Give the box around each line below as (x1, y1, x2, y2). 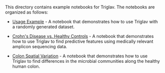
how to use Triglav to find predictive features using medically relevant (12, 38, 154, 44)
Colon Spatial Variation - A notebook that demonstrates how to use (12, 53, 148, 59)
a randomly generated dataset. (12, 24, 75, 30)
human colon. (12, 63, 40, 69)
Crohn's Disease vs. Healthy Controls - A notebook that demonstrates (12, 34, 154, 39)
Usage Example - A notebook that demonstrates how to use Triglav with (12, 19, 158, 24)
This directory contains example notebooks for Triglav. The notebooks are (5, 4, 155, 10)
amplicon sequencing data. (12, 44, 67, 49)
